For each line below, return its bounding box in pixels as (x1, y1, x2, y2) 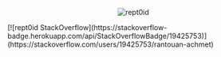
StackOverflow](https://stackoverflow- (40, 23, 168, 32)
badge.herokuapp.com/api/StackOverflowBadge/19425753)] (7, 32, 207, 40)
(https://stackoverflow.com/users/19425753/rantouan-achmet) (7, 40, 215, 49)
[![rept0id (7, 23, 39, 32)
